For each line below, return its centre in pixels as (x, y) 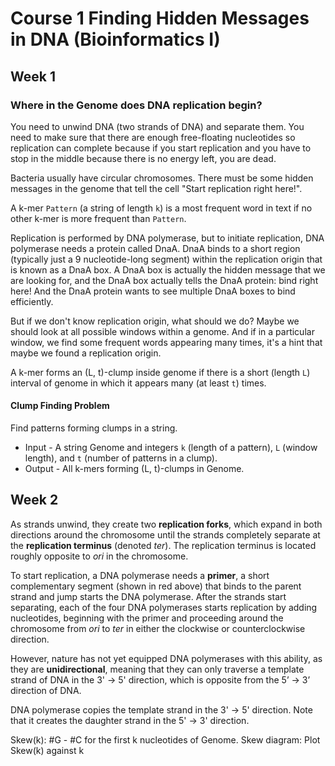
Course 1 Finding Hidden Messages (160, 18)
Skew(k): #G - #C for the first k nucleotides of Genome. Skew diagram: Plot (165, 739)
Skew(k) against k (47, 750)
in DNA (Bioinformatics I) (115, 39)
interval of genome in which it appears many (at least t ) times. (138, 383)
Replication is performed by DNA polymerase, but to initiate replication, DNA (167, 238)
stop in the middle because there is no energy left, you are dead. (143, 158)
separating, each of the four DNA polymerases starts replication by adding (164, 607)
